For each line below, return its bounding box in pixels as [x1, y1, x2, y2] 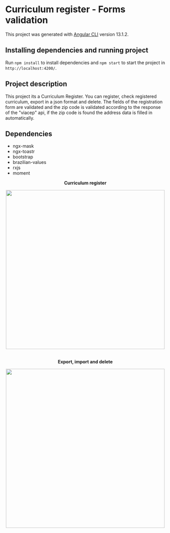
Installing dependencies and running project [5, 46, 149, 54]
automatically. [5, 115, 35, 121]
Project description [5, 80, 67, 89]
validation [5, 14, 48, 26]
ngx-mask [12, 143, 34, 149]
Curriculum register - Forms [5, 4, 126, 15]
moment [12, 170, 30, 176]
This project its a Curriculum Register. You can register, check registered [5, 93, 157, 99]
